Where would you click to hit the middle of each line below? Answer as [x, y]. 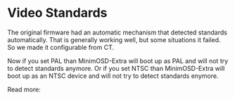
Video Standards [57, 13]
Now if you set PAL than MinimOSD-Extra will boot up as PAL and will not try [118, 60]
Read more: [24, 89]
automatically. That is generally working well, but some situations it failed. [114, 39]
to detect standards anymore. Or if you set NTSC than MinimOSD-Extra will [116, 68]
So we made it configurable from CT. [61, 47]
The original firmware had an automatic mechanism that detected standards [117, 32]
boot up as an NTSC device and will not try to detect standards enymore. [113, 76]
